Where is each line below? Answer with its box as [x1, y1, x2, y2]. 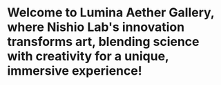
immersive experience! [7, 63, 143, 79]
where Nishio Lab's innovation [7, 19, 185, 35]
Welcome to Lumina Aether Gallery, [7, 5, 215, 21]
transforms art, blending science [7, 34, 200, 49]
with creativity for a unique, [7, 49, 169, 64]
